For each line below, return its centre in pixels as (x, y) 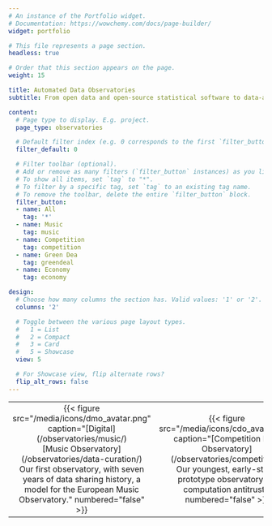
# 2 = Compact (43, 337)
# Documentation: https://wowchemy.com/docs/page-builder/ (110, 24)
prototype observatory (221, 479)
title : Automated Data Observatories (72, 90)
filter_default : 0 (47, 150)
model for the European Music (81, 489)
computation (207, 489)
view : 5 (29, 360)
